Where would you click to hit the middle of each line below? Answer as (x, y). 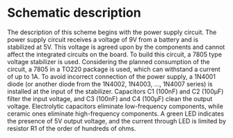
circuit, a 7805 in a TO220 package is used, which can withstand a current (114, 69)
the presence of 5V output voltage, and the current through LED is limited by (117, 121)
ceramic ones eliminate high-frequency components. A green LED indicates (116, 114)
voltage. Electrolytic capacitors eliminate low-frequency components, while (115, 106)
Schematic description (74, 13)
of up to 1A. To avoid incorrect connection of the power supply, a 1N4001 (111, 76)
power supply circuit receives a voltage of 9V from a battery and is (103, 39)
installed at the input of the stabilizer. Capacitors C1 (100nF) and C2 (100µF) (115, 91)
